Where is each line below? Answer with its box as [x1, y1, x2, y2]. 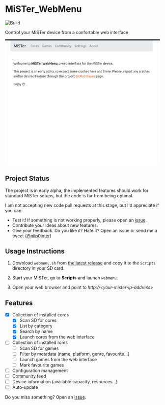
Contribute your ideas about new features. [12, 222, 98, 228]
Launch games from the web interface [19, 356, 97, 362]
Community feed [12, 373, 47, 379]
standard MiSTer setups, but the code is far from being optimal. [5, 192, 134, 198]
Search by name [19, 329, 53, 334]
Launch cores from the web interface [19, 334, 95, 340]
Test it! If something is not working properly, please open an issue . [12, 217, 147, 223]
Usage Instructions [5, 247, 65, 255]
